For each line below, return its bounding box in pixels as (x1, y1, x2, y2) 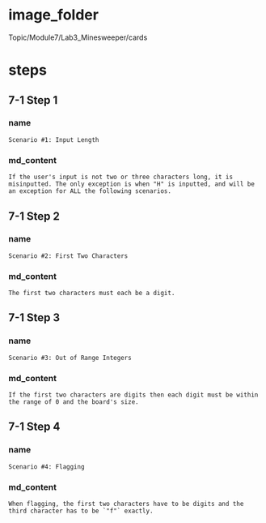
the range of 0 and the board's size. (8, 398, 139, 406)
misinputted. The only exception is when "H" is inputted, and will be (8, 180, 255, 188)
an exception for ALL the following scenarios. (8, 187, 172, 195)
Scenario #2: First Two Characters (8, 251, 129, 260)
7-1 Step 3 (8, 311, 61, 325)
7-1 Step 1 (8, 93, 58, 107)
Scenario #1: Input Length (8, 135, 99, 144)
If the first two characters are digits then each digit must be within (8, 391, 259, 399)
